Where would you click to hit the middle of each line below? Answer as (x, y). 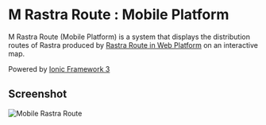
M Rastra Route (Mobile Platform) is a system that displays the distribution (129, 37)
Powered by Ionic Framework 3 (59, 68)
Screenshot (38, 94)
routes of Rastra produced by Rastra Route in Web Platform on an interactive (133, 45)
